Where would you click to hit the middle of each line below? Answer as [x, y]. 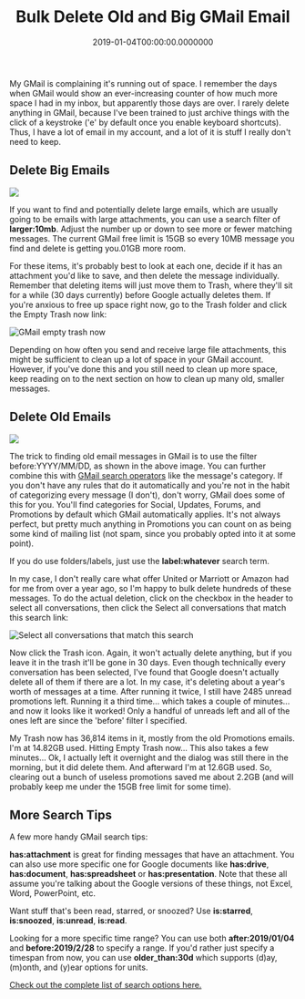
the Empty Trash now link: [58, 314]
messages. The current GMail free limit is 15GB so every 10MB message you [152, 238]
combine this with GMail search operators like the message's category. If [146, 475]
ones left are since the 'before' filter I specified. [98, 720]
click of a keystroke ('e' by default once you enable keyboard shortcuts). [146, 122]
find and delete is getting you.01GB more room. [98, 248]
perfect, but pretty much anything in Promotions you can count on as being [151, 524]
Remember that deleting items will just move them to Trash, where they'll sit [151, 285]
